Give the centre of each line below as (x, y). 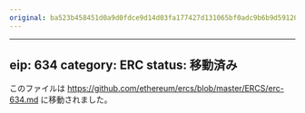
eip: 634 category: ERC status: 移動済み (123, 66)
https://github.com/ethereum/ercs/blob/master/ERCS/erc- (175, 89)
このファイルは (37, 89)
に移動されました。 (76, 99)
